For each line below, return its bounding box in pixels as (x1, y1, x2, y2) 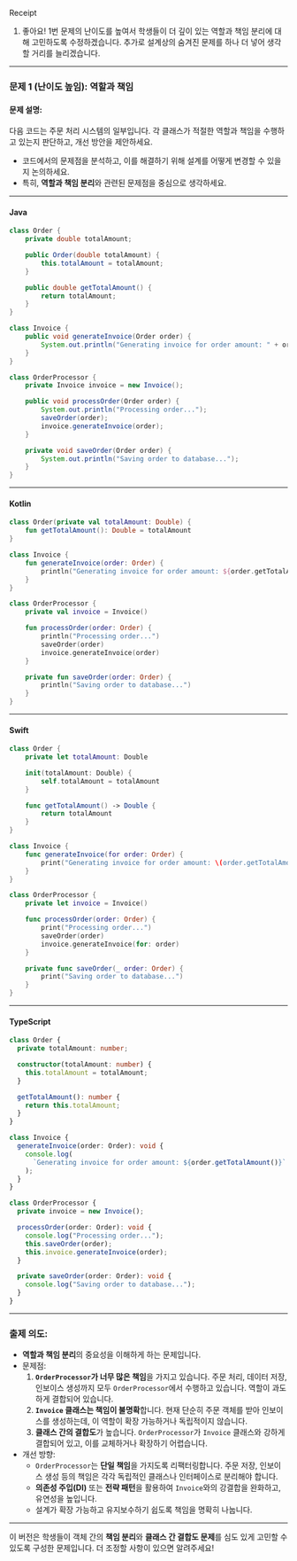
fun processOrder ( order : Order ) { (25, 624, 152, 633)
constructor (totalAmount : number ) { (17, 1060, 152, 1069)
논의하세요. (31, 167, 71, 177)
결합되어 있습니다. (51, 1393, 114, 1404)
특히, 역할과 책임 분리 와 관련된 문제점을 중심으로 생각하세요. (21, 177, 227, 189)
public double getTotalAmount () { (25, 283, 152, 292)
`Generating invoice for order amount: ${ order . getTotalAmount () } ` (32, 1158, 287, 1167)
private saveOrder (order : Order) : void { (17, 1272, 172, 1281)
